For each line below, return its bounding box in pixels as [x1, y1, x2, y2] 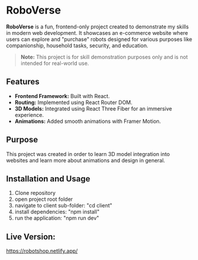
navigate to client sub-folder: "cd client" [14, 202, 112, 209]
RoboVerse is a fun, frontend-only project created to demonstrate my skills [6, 23, 189, 30]
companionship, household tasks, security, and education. [6, 42, 149, 49]
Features [6, 77, 40, 87]
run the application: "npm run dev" [14, 214, 99, 222]
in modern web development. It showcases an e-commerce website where [6, 29, 189, 36]
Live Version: [6, 232, 56, 242]
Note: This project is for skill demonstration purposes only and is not [20, 53, 188, 60]
